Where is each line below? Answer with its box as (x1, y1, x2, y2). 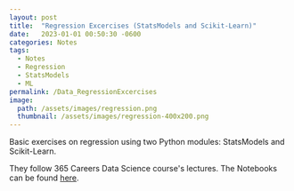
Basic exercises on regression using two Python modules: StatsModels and (9, 137, 285, 147)
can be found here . (9, 172, 79, 183)
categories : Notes (9, 37, 78, 47)
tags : (9, 46, 29, 55)
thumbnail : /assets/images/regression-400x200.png (17, 112, 209, 121)
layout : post (9, 12, 58, 22)
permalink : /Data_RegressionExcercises (9, 87, 158, 96)
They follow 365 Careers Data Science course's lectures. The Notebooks (9, 163, 278, 174)
